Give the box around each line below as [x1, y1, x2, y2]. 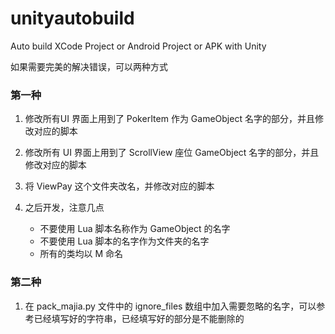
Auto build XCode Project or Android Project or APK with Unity [10, 40, 267, 52]
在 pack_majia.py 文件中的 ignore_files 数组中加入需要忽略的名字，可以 [24, 300, 317, 312]
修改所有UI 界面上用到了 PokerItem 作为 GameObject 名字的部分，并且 [24, 113, 315, 125]
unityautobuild [10, 7, 135, 30]
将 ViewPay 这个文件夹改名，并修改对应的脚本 [24, 180, 215, 192]
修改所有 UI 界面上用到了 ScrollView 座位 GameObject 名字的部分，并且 [24, 147, 320, 159]
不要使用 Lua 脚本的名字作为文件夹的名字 [39, 235, 210, 247]
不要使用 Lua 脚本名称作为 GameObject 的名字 [39, 223, 231, 235]
